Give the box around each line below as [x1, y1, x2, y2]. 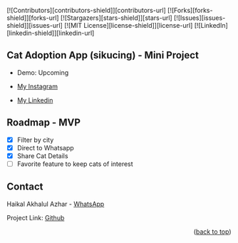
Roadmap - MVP [6, 117, 81, 129]
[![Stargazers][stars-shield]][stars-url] [60, 14, 172, 22]
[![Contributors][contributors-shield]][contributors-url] [6, 6, 167, 14]
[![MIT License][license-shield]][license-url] [64, 21, 193, 29]
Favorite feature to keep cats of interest [16, 160, 133, 168]
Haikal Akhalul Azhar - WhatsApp [6, 200, 105, 208]
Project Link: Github [6, 213, 65, 222]
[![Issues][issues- [173, 14, 226, 22]
